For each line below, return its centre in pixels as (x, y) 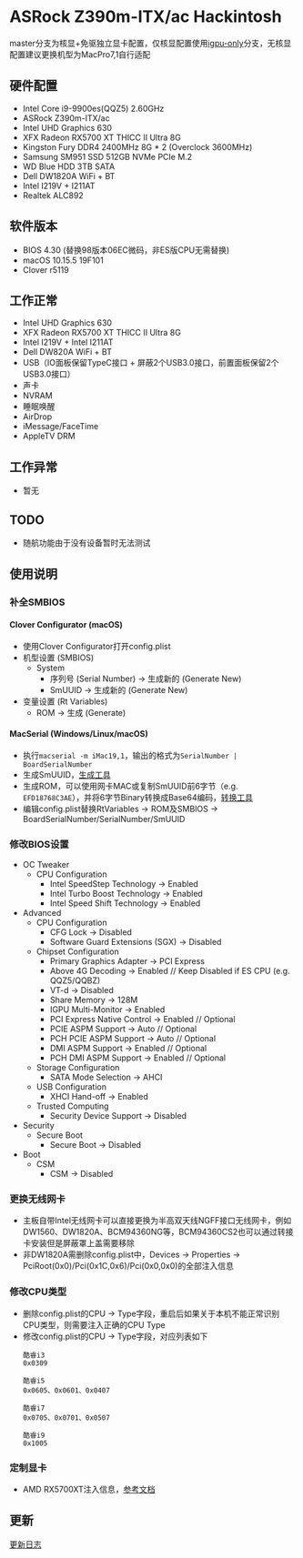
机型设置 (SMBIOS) (58, 658)
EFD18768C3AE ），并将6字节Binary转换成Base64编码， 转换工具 (137, 797)
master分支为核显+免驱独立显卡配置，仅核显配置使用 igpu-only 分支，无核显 (151, 43)
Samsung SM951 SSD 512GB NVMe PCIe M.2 (107, 156)
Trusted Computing (72, 1106)
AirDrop (37, 417)
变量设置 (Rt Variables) (65, 701)
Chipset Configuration (78, 951)
